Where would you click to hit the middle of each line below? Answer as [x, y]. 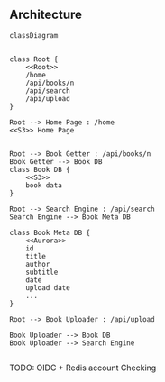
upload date [48, 287]
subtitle [42, 272]
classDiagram [34, 35]
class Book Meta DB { [50, 232]
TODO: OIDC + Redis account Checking [83, 368]
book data [44, 185]
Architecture [46, 15]
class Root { [34, 59]
